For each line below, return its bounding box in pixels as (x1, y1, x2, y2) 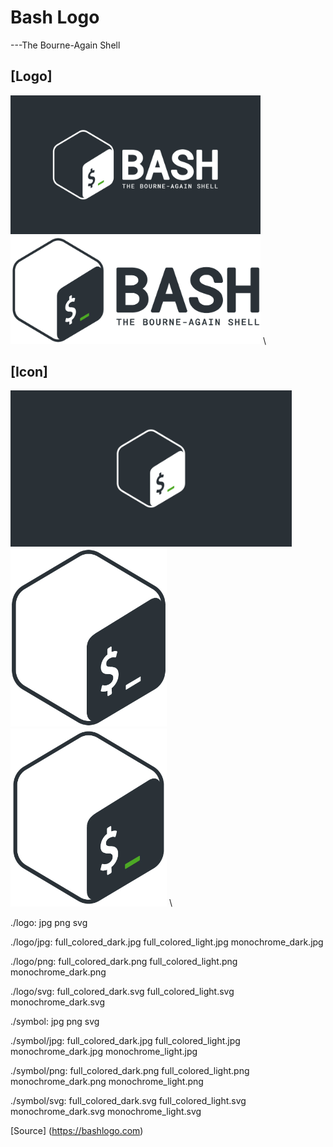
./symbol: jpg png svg (10, 1015, 100, 1027)
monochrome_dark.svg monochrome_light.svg (10, 1105, 202, 1117)
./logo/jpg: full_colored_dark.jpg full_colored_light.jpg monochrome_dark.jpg (10, 936, 324, 948)
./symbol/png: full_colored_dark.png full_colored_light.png (10, 1064, 250, 1076)
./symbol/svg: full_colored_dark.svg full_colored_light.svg (10, 1094, 247, 1106)
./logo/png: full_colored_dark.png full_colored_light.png (10, 955, 238, 967)
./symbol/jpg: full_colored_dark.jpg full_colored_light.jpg (10, 1034, 241, 1046)
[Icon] (10, 364, 49, 381)
